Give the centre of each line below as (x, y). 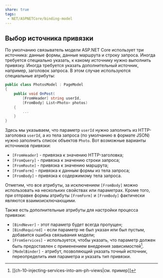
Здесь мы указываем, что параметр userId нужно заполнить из (71, 130)
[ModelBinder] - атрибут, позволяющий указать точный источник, (80, 251)
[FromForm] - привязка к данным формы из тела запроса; (71, 171)
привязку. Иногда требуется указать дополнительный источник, (72, 66)
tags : (10, 14)
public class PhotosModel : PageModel (44, 85)
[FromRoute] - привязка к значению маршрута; (60, 165)
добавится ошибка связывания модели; (53, 235)
